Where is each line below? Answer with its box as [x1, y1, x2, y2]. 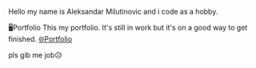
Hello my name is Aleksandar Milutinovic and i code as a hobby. [8, 7, 218, 16]
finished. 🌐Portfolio [8, 34, 73, 43]
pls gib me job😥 [8, 50, 62, 59]
